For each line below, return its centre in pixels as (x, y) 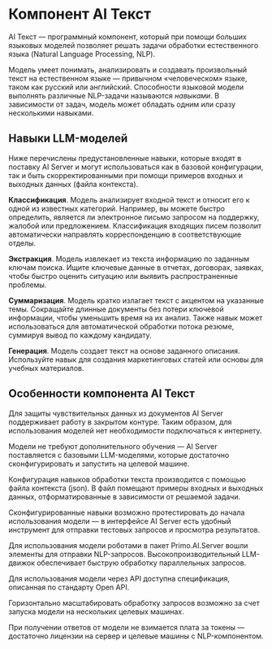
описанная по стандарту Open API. (69, 587)
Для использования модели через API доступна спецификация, (119, 578)
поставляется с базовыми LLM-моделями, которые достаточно (119, 455)
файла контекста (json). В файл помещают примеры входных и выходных (136, 488)
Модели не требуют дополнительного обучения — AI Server (113, 446)
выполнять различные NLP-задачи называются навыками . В (114, 95)
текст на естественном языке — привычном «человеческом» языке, (128, 78)
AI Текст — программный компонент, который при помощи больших (128, 37)
